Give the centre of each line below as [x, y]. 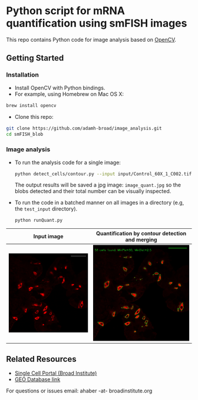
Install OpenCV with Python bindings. [60, 88]
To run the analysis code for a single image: [67, 162]
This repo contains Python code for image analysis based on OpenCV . [91, 39]
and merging [141, 239]
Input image [48, 236]
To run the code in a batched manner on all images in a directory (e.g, [99, 203]
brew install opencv [32, 105]
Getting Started [35, 58]
